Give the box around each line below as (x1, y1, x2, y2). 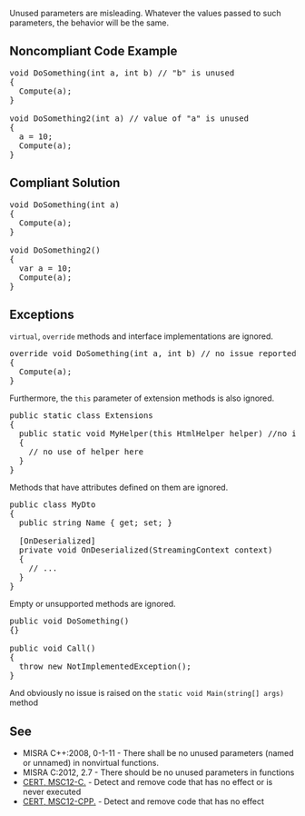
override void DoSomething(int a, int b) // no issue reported (9, 349, 297, 359)
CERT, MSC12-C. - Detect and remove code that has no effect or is (22, 777, 273, 788)
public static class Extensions (9, 411, 153, 421)
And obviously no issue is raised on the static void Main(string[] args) (9, 688, 284, 699)
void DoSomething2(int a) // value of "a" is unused (9, 113, 250, 124)
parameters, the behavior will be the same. (9, 17, 170, 28)
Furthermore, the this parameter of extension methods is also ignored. (9, 393, 275, 403)
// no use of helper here (28, 447, 144, 457)
